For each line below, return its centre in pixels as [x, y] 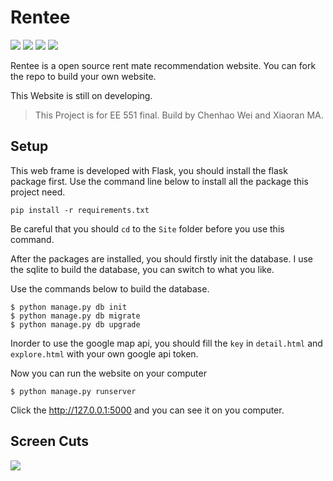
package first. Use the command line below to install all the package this [159, 181]
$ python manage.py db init [69, 307]
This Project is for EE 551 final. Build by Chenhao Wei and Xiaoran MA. [179, 115]
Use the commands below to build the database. [110, 288]
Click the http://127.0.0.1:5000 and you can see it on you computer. [147, 410]
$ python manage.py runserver [73, 391]
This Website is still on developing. [81, 95]
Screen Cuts [50, 441]
